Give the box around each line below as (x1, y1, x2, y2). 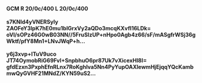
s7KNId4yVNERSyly (6, 18, 59, 25)
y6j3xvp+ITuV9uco (6, 50, 57, 58)
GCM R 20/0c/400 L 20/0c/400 (6, 5, 88, 12)
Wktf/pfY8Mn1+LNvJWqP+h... (6, 38, 85, 45)
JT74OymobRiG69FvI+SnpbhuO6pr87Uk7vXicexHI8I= (6, 57, 147, 64)
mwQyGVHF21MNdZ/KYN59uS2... (6, 70, 96, 77)
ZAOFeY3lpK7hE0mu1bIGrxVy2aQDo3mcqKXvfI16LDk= (6, 25, 151, 32)
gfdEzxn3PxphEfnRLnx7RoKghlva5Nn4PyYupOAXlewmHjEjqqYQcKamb (6, 64, 194, 71)
